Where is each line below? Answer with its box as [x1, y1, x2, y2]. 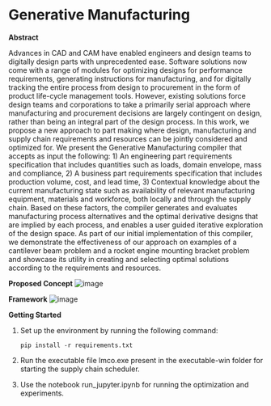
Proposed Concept [8, 278, 73, 288]
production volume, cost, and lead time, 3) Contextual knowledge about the [8, 176, 260, 187]
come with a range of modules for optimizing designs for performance [8, 65, 243, 74]
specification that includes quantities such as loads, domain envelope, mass [8, 159, 262, 169]
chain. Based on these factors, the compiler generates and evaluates [8, 202, 238, 212]
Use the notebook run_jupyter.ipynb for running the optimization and [19, 379, 249, 389]
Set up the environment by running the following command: [19, 325, 218, 335]
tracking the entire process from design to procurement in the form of [8, 82, 241, 92]
